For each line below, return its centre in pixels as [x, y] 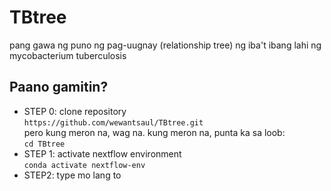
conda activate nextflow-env [84, 165]
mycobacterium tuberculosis [68, 55]
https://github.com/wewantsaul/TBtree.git [113, 122]
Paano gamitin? [59, 87]
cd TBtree [44, 144]
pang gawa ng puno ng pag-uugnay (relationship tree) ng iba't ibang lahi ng [165, 45]
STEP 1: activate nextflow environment [102, 153]
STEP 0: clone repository [75, 111]
